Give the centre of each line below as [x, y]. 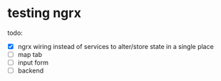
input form [33, 63]
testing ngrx [45, 13]
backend [31, 71]
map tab [30, 54]
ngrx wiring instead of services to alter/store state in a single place [115, 46]
